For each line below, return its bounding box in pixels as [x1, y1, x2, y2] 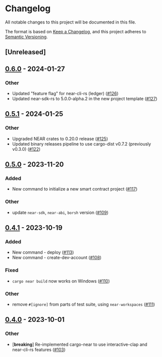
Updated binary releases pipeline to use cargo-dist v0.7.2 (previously [12, 141, 151, 147]
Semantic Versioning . [5, 34, 48, 40]
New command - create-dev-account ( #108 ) [12, 255, 101, 261]
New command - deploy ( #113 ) [12, 249, 74, 255]
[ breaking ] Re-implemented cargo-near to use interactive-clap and [12, 341, 147, 347]
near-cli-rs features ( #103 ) [12, 346, 66, 353]
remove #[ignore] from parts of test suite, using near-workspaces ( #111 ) [12, 301, 155, 307]
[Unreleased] [5, 48, 46, 56]
